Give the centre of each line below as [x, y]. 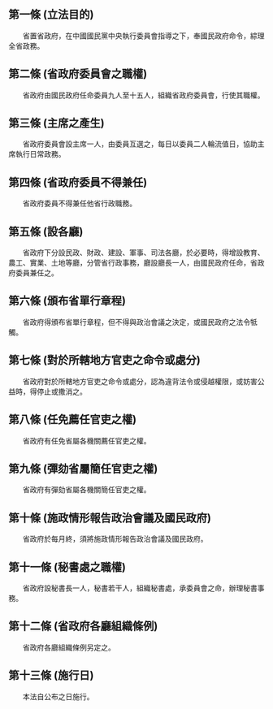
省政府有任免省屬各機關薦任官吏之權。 [87, 440]
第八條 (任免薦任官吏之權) [72, 419]
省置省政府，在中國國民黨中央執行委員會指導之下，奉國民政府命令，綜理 [143, 36]
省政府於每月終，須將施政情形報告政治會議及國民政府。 [115, 539]
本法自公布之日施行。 [58, 696]
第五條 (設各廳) [46, 231]
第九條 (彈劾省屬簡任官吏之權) [83, 468]
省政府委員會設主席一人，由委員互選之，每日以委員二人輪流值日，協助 [140, 144]
